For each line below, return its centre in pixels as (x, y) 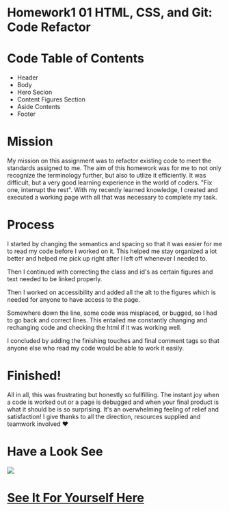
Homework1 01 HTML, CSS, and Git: (110, 13)
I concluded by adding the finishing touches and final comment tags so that (113, 341)
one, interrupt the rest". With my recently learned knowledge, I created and (113, 190)
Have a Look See (55, 452)
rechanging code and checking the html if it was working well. (95, 328)
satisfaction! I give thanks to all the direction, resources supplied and (104, 416)
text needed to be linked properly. (55, 279)
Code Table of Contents (76, 59)
